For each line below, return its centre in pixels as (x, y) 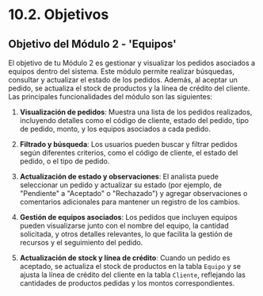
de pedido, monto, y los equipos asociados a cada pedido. (115, 129)
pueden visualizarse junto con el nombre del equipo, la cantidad (124, 225)
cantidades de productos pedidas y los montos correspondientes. (127, 283)
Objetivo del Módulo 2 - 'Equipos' (92, 44)
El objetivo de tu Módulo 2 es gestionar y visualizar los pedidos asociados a (132, 63)
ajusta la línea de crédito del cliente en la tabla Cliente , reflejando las (132, 275)
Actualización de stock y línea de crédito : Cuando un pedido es (125, 258)
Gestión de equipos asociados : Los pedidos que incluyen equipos (128, 217)
